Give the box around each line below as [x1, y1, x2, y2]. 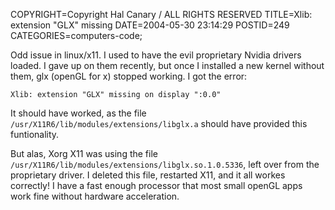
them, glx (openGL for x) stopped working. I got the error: [10, 70, 248, 82]
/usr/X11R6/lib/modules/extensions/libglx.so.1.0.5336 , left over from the [10, 159, 320, 170]
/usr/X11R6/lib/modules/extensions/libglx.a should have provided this [10, 118, 308, 129]
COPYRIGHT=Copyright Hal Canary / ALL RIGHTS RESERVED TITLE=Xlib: [10, 9, 313, 20]
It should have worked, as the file [10, 107, 147, 119]
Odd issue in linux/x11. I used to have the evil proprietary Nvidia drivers [10, 49, 302, 61]
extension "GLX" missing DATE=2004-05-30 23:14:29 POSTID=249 [10, 19, 290, 31]
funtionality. [10, 129, 60, 140]
